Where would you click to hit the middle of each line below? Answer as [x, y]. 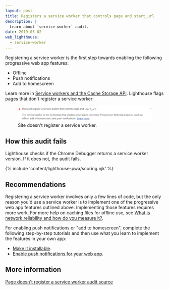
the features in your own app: [36, 239]
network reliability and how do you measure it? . [54, 218]
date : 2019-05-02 [23, 32]
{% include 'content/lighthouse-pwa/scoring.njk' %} [60, 169]
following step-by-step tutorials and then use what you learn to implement [82, 233]
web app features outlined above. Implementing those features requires [80, 208]
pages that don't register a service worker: [50, 99]
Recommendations [36, 184]
